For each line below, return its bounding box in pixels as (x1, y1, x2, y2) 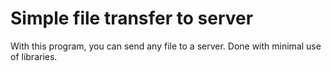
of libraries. (10, 50, 58, 62)
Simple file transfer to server (10, 7, 254, 30)
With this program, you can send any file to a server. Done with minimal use (10, 40, 322, 52)
